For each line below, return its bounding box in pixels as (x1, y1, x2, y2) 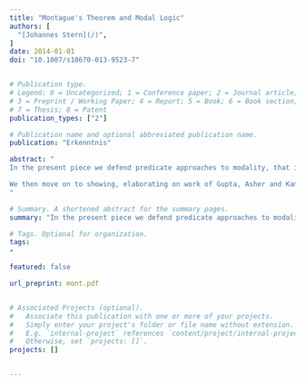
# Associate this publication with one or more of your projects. (9, 311, 274, 320)
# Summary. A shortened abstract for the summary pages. (9, 204, 230, 213)
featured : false (9, 262, 71, 272)
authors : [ (9, 22, 51, 31)
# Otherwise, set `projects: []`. (9, 337, 148, 346)
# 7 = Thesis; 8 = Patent (9, 105, 107, 114)
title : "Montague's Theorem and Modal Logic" (9, 13, 184, 23)
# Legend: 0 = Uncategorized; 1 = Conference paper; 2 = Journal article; (9, 88, 299, 97)
